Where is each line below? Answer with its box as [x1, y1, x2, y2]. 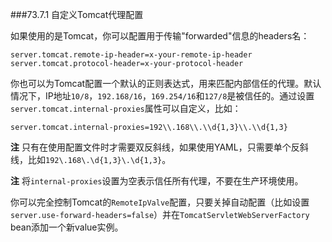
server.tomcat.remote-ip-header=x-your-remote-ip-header [10, 50, 253, 60]
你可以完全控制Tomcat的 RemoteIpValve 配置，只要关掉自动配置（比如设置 [10, 196, 310, 208]
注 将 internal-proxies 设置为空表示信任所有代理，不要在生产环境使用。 [10, 175, 304, 187]
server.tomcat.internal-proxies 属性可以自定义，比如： [10, 103, 242, 114]
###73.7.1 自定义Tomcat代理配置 [10, 9, 144, 20]
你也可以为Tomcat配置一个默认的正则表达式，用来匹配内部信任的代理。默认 [10, 78, 322, 89]
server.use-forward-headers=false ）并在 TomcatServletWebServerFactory [10, 209, 310, 220]
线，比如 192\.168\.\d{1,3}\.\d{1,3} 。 [10, 154, 172, 165]
